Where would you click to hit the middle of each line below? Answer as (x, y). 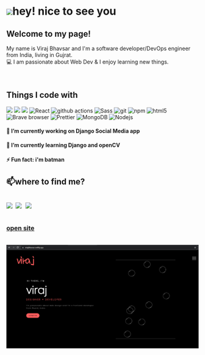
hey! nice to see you (64, 11)
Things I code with (42, 95)
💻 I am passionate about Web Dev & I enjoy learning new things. (88, 62)
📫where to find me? (46, 181)
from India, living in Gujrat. (39, 55)
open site (20, 229)
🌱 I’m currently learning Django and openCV (63, 145)
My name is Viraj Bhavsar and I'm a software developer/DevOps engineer (99, 48)
